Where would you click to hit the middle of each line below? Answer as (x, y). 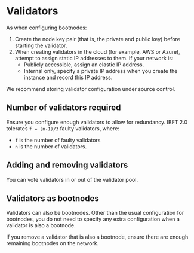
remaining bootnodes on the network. (53, 243)
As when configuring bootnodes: (47, 28)
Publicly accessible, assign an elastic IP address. (84, 65)
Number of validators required (64, 108)
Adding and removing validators (67, 165)
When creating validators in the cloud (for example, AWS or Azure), (97, 51)
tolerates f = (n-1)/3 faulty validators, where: (63, 128)
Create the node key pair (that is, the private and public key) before (97, 39)
